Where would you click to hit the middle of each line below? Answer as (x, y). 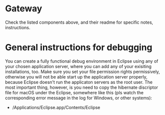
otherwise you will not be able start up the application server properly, (76, 77)
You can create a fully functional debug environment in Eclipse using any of (82, 61)
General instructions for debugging (79, 48)
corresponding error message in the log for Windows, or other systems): (79, 98)
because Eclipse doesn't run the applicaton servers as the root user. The (79, 82)
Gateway (24, 9)
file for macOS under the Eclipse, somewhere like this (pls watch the (74, 92)
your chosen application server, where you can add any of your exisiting (78, 66)
